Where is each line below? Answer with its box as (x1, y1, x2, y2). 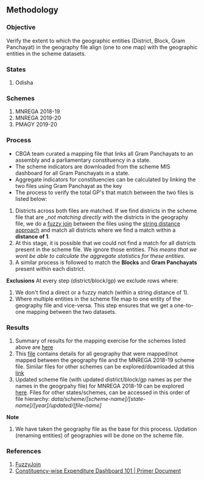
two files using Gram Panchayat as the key (15, 182, 122, 189)
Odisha (15, 78, 33, 86)
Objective (6, 23, 36, 32)
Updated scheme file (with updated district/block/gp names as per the (15, 375, 192, 383)
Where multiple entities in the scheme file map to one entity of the (15, 295, 181, 302)
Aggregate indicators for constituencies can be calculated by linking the (15, 176, 196, 183)
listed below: (15, 195, 47, 203)
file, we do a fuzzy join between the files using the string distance (15, 220, 181, 227)
